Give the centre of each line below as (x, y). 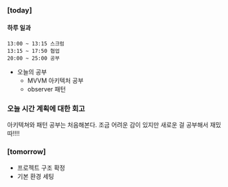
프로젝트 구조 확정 (41, 168)
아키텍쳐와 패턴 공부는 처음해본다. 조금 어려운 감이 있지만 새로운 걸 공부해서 (108, 125)
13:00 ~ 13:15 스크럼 (36, 44)
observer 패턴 (47, 89)
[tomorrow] (26, 152)
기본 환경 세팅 (35, 176)
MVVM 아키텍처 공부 (55, 80)
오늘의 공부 (32, 72)
